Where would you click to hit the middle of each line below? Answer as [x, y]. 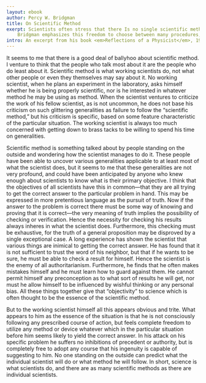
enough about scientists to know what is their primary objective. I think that [101, 180]
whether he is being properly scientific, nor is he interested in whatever [96, 90]
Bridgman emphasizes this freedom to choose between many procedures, [109, 35]
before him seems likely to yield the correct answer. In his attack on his [96, 336]
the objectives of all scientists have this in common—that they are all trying [101, 187]
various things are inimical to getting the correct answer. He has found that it [103, 245]
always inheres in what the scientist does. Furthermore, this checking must [101, 226]
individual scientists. [32, 375]
